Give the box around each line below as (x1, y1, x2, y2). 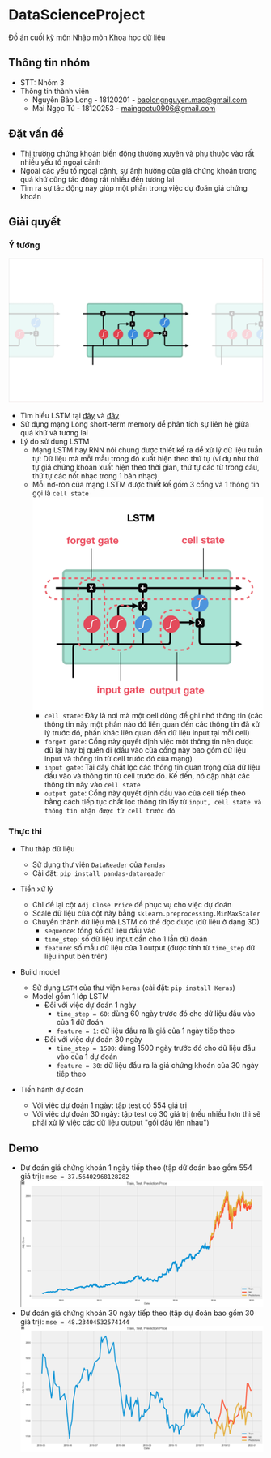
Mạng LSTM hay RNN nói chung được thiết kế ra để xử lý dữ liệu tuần (32, 444, 263, 455)
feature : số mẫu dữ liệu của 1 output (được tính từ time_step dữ (44, 943, 256, 953)
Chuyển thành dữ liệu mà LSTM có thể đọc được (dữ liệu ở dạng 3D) (32, 917, 260, 927)
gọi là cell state (32, 488, 89, 498)
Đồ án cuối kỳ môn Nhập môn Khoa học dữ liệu (8, 32, 166, 42)
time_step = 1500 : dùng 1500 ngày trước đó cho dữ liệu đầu (56, 1044, 256, 1053)
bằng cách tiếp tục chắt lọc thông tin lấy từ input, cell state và (44, 797, 262, 807)
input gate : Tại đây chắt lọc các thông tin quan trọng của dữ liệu (44, 762, 260, 772)
